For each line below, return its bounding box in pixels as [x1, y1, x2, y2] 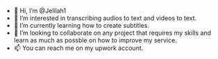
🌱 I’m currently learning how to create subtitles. [13, 22, 149, 29]
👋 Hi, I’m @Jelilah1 [13, 7, 67, 15]
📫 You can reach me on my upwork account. [13, 44, 144, 52]
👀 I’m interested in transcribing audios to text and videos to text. [13, 14, 197, 22]
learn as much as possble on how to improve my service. [13, 36, 177, 44]
